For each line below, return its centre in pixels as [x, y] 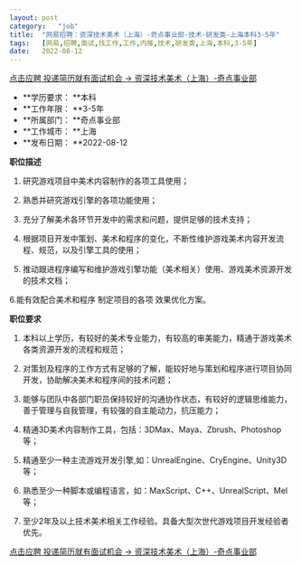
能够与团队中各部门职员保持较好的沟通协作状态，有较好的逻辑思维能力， [157, 400]
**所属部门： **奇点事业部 [71, 120]
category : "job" [44, 26]
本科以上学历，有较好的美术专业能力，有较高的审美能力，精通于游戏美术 [157, 338]
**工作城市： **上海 [59, 131]
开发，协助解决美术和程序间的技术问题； [98, 380]
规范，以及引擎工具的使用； [90, 250]
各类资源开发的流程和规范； [74, 350]
